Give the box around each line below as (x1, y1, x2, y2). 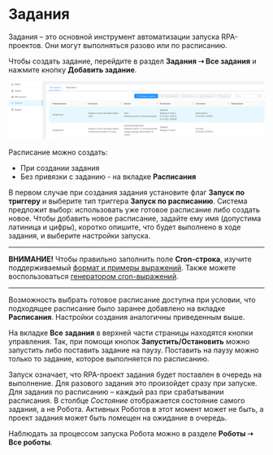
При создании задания (19, 164, 100, 173)
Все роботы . (8, 437, 53, 448)
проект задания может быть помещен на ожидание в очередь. (8, 413, 227, 423)
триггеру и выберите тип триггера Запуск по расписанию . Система (8, 196, 248, 206)
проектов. (8, 40, 43, 50)
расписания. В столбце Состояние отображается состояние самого (8, 396, 245, 405)
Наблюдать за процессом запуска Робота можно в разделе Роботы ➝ (8, 429, 253, 439)
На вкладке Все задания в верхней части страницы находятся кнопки (8, 328, 253, 338)
